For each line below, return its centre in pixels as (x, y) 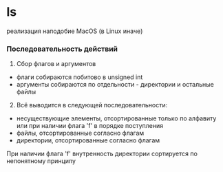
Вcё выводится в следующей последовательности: (92, 105)
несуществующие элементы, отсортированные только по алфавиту (116, 118)
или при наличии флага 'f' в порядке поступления (90, 126)
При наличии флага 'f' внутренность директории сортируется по (102, 154)
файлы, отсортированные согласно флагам (80, 133)
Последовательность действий (62, 49)
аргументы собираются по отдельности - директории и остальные (115, 85)
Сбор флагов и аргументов (56, 64)
